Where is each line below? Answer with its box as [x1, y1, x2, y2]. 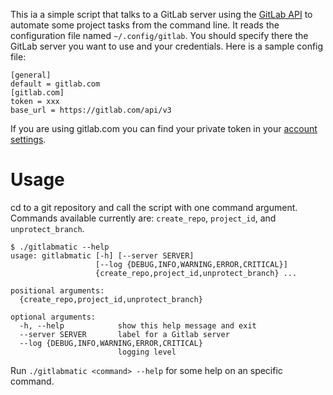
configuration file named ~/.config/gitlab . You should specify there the [10, 30, 309, 41]
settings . [10, 134, 47, 145]
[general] [10, 70, 52, 80]
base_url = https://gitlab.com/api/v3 [10, 105, 172, 115]
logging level [117, 347, 177, 357]
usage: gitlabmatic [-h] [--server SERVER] [10, 250, 195, 261]
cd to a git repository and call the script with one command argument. [10, 201, 298, 213]
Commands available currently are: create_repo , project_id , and [10, 212, 277, 224]
